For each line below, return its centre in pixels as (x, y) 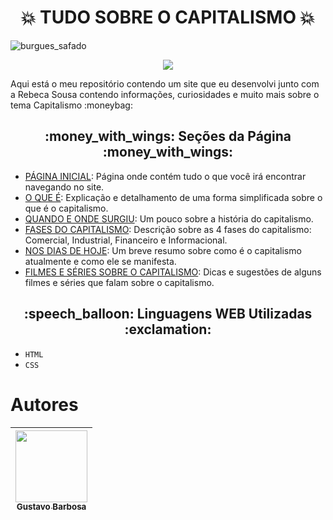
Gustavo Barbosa (51, 507)
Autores (44, 404)
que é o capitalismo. (66, 208)
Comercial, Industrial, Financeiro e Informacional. (126, 240)
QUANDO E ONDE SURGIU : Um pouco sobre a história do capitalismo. (169, 218)
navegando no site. (64, 187)
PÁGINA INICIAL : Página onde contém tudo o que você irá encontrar (165, 176)
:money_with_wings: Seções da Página (168, 136)
